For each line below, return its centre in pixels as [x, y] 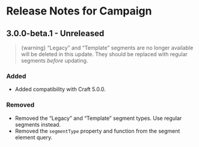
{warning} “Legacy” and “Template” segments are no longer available [107, 48]
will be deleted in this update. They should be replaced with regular [104, 54]
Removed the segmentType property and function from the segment [97, 131]
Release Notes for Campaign [79, 11]
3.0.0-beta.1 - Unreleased [55, 33]
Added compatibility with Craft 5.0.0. [60, 89]
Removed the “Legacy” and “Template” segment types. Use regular [98, 118]
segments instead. [38, 124]
